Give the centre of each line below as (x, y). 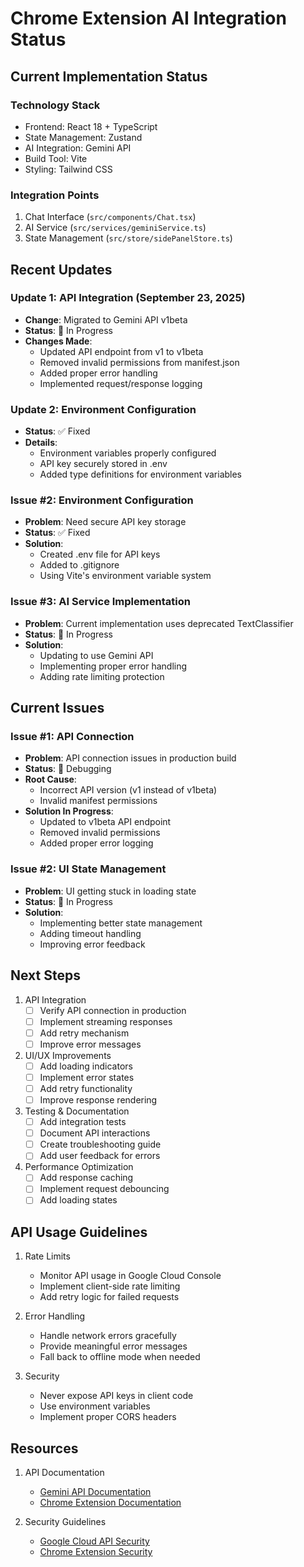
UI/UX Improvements (68, 1055)
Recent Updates (61, 269)
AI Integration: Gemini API (78, 148)
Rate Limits (47, 1256)
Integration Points (55, 195)
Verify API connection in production (113, 1010)
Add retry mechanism (84, 1033)
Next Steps (45, 975)
